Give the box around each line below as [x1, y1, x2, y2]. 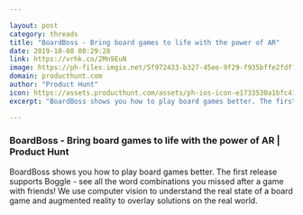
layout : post [9, 21, 59, 30]
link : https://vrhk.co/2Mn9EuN [9, 55, 127, 64]
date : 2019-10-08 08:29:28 [9, 46, 111, 55]
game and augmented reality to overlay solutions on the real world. [9, 195, 259, 206]
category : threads [9, 29, 78, 39]
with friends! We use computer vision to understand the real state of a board [9, 185, 293, 196]
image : [9, 63, 34, 72]
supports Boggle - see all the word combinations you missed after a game [9, 175, 284, 186]
